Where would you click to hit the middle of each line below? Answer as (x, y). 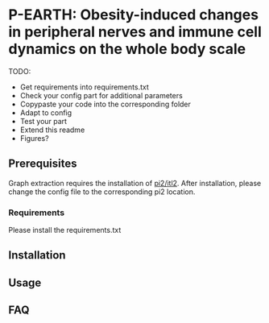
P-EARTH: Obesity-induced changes (134, 15)
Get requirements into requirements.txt (84, 87)
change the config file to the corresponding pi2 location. (102, 192)
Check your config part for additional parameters (101, 95)
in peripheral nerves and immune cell (135, 32)
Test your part (43, 121)
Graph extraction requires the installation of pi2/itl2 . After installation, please (135, 183)
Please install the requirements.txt (65, 230)
